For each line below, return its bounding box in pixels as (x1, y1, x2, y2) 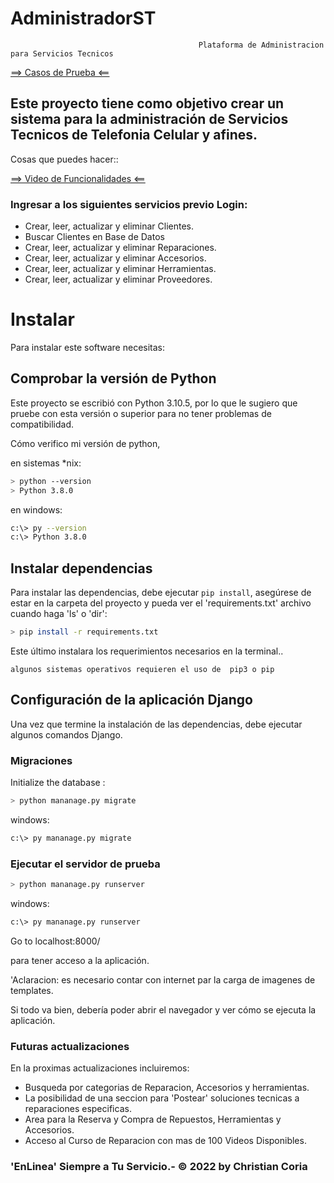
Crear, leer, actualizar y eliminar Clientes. (24, 220, 195, 232)
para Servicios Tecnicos (10, 48, 114, 59)
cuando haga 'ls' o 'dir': (10, 608, 108, 620)
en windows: (10, 503, 63, 516)
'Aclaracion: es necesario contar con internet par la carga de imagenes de (10, 973, 316, 986)
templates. (10, 984, 54, 996)
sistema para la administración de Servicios (10, 111, 289, 128)
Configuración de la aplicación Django (10, 692, 253, 709)
